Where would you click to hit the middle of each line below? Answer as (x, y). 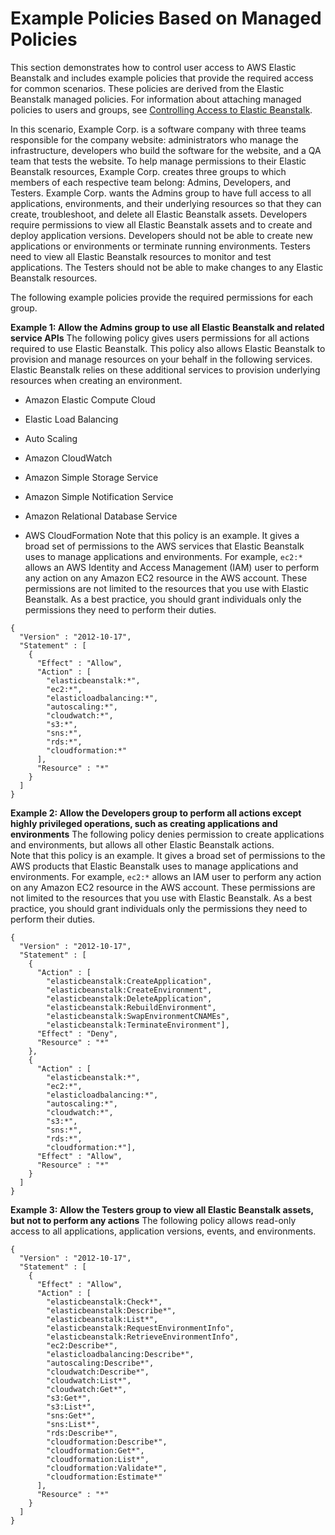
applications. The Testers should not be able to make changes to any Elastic (167, 267)
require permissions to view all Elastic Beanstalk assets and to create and (161, 224)
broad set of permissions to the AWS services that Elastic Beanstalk (164, 546)
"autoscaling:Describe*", (100, 1363)
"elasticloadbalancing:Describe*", (120, 1354)
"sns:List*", (73, 1424)
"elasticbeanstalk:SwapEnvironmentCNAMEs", (138, 1016)
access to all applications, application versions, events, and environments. (163, 1231)
